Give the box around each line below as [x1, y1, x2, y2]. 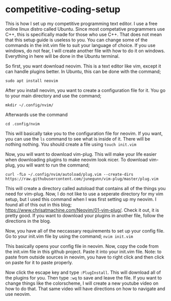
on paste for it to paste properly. [5, 259, 73, 265]
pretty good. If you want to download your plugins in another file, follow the [5, 212, 164, 218]
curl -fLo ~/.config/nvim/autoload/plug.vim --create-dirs [5, 172, 134, 177]
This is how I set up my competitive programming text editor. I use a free [5, 20, 158, 27]
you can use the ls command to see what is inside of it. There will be [5, 135, 151, 142]
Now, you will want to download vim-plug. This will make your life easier [5, 151, 157, 157]
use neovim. [5, 291, 31, 297]
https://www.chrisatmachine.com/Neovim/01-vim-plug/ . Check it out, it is [5, 207, 159, 213]
